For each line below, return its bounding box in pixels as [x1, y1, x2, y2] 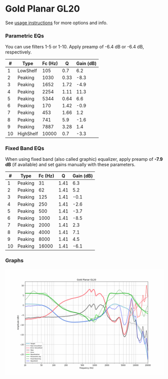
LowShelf [17, 68, 37, 74]
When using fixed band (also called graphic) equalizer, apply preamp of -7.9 [5, 156, 163, 162]
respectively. [5, 49, 32, 55]
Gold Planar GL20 [5, 3, 80, 15]
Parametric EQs [5, 32, 44, 39]
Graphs [5, 257, 24, 264]
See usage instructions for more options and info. [5, 20, 108, 26]
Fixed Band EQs [5, 145, 44, 152]
